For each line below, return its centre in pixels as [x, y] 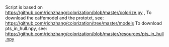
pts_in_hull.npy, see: [26, 28]
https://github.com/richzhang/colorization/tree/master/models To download [84, 23]
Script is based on [24, 7]
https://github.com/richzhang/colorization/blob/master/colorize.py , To [78, 12]
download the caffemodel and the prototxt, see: [55, 18]
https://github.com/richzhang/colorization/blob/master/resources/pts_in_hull [84, 34]
